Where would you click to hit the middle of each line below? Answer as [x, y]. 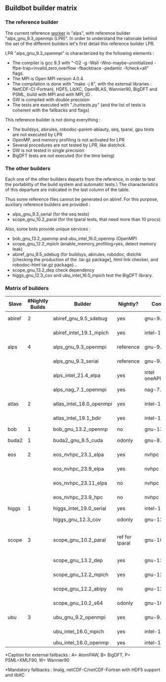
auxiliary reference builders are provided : [48, 204]
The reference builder [32, 22]
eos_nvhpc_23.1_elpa [79, 455]
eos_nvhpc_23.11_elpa [80, 483]
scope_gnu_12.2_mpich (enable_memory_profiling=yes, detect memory [84, 244]
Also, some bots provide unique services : [48, 229]
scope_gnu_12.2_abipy [80, 589]
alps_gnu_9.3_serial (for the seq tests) [51, 214]
